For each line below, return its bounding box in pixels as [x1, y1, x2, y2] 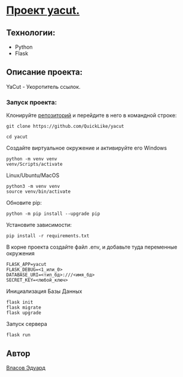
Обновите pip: [6, 199, 42, 207]
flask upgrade [6, 310, 42, 316]
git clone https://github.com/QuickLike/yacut [6, 124, 124, 130]
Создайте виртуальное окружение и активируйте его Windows [6, 145, 167, 152]
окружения [6, 250, 35, 257]
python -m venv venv [6, 156, 58, 162]
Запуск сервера [6, 321, 48, 328]
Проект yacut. [6, 4, 80, 17]
